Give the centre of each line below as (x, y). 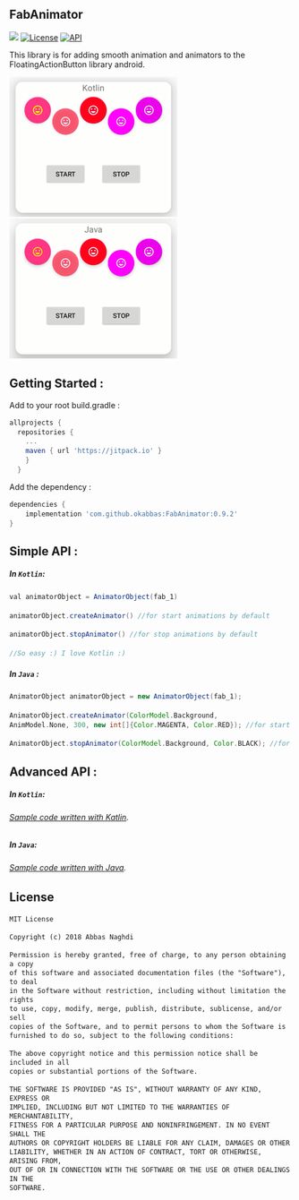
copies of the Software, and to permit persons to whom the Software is (148, 1026)
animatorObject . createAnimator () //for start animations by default (140, 616)
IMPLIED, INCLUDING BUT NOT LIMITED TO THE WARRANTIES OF (120, 1107)
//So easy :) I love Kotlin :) (68, 654)
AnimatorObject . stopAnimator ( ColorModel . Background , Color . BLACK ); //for (150, 744)
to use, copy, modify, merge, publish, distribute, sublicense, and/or (145, 1008)
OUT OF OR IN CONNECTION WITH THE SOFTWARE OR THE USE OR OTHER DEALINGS (150, 1170)
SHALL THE (28, 1134)
